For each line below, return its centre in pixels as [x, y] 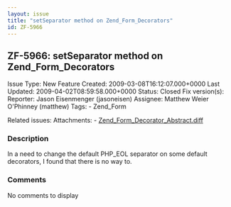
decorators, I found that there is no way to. [70, 162]
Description [28, 139]
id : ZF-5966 [25, 27]
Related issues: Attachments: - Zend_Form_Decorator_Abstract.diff [106, 121]
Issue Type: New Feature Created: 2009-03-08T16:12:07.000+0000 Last [114, 84]
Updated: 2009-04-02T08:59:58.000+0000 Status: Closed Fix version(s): [116, 91]
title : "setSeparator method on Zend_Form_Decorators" [90, 21]
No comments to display [43, 195]
